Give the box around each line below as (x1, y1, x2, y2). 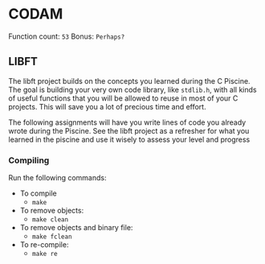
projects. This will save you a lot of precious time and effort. (8, 101, 206, 111)
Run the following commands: (8, 173, 107, 183)
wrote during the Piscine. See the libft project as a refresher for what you (8, 126, 250, 135)
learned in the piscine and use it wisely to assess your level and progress (8, 134, 251, 144)
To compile (19, 188, 58, 198)
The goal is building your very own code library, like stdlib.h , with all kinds (8, 85, 257, 94)
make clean (31, 216, 69, 224)
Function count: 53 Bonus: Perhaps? (8, 31, 125, 41)
